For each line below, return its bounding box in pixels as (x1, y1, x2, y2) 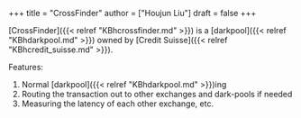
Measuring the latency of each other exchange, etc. (21, 98, 214, 109)
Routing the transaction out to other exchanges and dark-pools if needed (21, 89, 293, 99)
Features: (8, 62, 44, 72)
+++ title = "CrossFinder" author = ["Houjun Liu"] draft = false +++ (8, 8, 257, 18)
